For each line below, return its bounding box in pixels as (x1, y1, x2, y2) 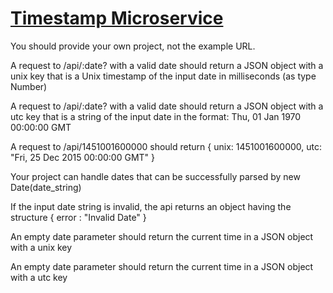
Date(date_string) (10, 181, 82, 193)
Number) (10, 80, 48, 92)
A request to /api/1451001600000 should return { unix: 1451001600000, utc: (10, 140, 323, 152)
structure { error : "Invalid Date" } (10, 211, 147, 223)
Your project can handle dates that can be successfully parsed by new (10, 170, 301, 182)
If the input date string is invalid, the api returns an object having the (10, 200, 292, 212)
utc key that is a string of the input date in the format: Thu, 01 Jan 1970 (10, 110, 302, 122)
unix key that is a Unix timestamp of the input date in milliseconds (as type (10, 70, 317, 82)
